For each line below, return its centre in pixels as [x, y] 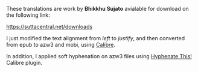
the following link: [28, 15]
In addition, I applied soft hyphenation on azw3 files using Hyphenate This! [99, 56]
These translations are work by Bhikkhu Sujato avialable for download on [97, 9]
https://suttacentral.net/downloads [49, 27]
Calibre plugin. [24, 63]
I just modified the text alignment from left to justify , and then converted [96, 38]
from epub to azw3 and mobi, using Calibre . [61, 45]
